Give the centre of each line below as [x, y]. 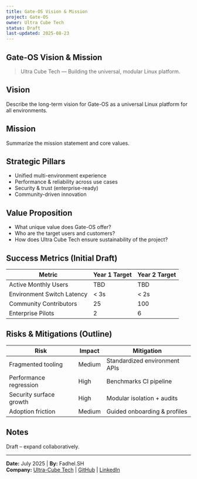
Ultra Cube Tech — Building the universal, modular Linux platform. [100, 71]
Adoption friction [32, 411]
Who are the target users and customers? [65, 234]
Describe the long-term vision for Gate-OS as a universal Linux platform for [97, 104]
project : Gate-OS [27, 17]
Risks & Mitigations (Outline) [59, 334]
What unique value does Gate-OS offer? [63, 227]
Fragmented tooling [36, 364]
